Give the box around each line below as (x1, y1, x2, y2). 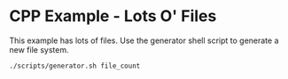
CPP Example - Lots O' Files (9, 6, 217, 26)
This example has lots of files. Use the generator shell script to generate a (9, 35, 279, 46)
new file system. (9, 44, 69, 54)
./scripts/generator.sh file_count (9, 61, 141, 70)
